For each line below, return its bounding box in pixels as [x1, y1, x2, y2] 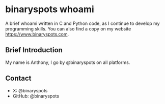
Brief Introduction [5, 46, 63, 54]
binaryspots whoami [5, 4, 94, 15]
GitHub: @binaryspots [12, 93, 60, 99]
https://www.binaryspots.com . [5, 31, 69, 37]
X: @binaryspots [12, 87, 48, 93]
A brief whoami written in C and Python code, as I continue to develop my [5, 20, 160, 26]
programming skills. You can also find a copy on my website [5, 25, 131, 31]
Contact [5, 74, 32, 83]
